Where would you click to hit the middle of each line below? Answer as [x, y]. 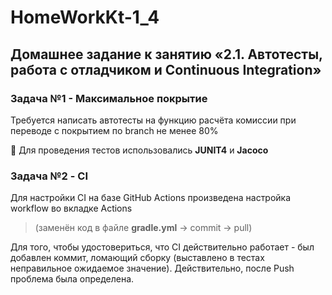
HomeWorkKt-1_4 [85, 17]
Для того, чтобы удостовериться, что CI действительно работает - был [162, 247]
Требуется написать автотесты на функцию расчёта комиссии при [153, 120]
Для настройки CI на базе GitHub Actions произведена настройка [151, 198]
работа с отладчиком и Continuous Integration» [166, 69]
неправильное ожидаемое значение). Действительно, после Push [152, 268]
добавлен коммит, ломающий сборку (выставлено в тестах [137, 258]
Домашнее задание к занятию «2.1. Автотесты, [166, 54]
